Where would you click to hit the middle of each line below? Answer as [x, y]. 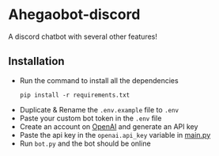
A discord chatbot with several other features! [83, 36]
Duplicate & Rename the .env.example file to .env [99, 109]
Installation [36, 61]
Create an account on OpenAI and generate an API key [109, 126]
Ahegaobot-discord [74, 15]
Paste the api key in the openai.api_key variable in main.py [115, 135]
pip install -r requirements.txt [75, 95]
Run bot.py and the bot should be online [85, 143]
